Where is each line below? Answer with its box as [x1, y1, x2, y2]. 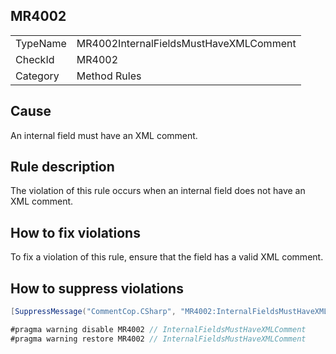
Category [15, 69, 60, 83]
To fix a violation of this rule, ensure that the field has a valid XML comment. [10, 251, 324, 263]
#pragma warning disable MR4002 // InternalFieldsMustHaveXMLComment [10, 324, 307, 334]
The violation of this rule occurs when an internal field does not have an [10, 185, 306, 197]
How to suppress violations [10, 280, 184, 297]
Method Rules [76, 69, 142, 83]
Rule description [10, 159, 115, 176]
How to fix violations [10, 224, 141, 241]
